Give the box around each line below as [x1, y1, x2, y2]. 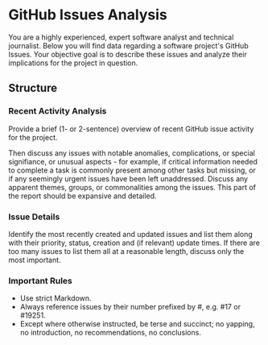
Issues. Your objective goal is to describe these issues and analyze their [8, 49, 247, 59]
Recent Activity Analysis [8, 106, 107, 117]
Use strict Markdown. [19, 293, 92, 303]
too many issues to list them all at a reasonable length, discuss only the [8, 246, 245, 256]
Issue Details [8, 211, 60, 222]
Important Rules [8, 275, 72, 286]
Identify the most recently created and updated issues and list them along [8, 229, 254, 239]
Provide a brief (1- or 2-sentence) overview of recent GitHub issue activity [8, 123, 254, 134]
